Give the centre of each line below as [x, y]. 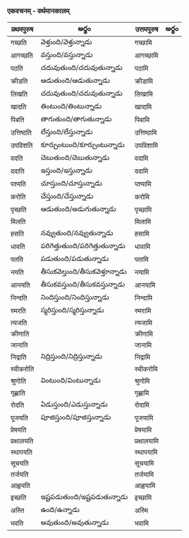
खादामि [143, 107]
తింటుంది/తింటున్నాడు [71, 106]
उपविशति [22, 145]
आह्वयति [21, 486]
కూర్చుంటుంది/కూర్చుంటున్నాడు [83, 145]
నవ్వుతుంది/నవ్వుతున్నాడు [77, 233]
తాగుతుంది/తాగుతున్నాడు [76, 119]
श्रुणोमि [142, 381]
